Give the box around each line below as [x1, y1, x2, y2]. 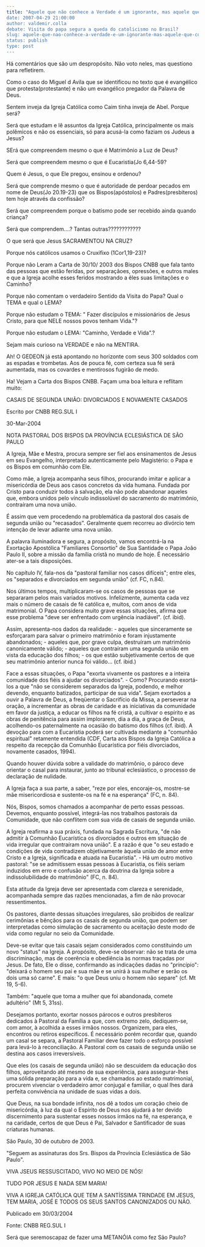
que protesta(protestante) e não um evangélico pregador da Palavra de [6, 85, 185, 92]
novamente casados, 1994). [6, 748, 76, 755]
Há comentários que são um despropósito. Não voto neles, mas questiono [6, 59, 193, 67]
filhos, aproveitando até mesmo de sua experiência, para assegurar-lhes [6, 1068, 189, 1076]
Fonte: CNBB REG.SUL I [6, 1221, 66, 1229]
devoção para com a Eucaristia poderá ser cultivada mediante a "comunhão [6, 728, 197, 736]
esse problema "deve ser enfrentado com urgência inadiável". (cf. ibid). [6, 613, 186, 620]
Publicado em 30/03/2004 [6, 1210, 73, 1217]
